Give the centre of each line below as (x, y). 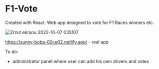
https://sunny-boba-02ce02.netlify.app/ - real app (57, 42)
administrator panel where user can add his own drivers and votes (80, 61)
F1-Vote (21, 9)
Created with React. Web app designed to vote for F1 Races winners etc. (80, 22)
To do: (12, 51)
